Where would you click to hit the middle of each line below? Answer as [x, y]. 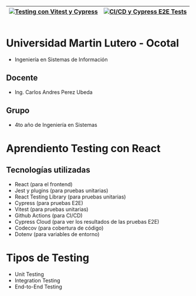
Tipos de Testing [48, 258]
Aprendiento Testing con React [83, 148]
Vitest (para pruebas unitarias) [51, 209]
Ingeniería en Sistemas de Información [61, 59]
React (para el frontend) [43, 184]
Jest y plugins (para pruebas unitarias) [61, 190]
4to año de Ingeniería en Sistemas [56, 125]
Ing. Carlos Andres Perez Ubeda [53, 92]
